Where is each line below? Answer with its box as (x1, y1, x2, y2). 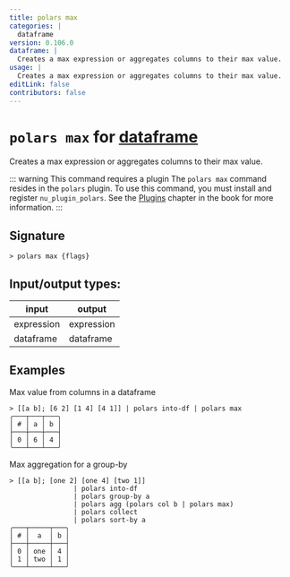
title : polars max (9, 13, 78, 22)
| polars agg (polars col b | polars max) (72, 499, 235, 509)
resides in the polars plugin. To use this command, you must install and (9, 183, 272, 194)
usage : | (9, 64, 42, 73)
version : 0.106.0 (9, 38, 74, 47)
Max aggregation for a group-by (9, 459, 128, 469)
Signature (9, 228, 65, 243)
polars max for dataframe (9, 126, 199, 147)
